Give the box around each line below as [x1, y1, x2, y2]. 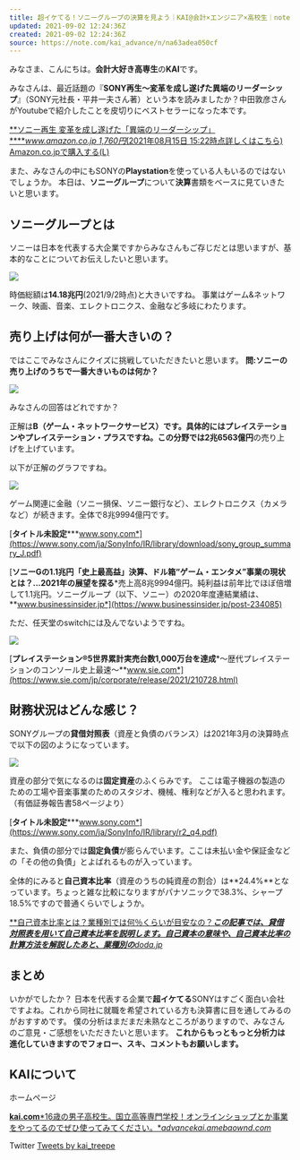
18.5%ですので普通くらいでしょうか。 [9, 898, 150, 908]
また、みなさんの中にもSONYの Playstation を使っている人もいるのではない [9, 166, 287, 176]
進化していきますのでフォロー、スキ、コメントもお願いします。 [9, 1038, 244, 1049]
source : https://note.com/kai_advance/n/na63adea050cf [9, 38, 219, 47]
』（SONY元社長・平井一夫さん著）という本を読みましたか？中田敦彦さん [17, 94, 287, 105]
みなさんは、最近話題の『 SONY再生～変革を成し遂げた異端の [9, 82, 236, 94]
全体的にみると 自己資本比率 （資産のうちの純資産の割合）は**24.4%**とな [9, 875, 289, 886]
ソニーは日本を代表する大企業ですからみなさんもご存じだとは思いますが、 [9, 243, 284, 253]
